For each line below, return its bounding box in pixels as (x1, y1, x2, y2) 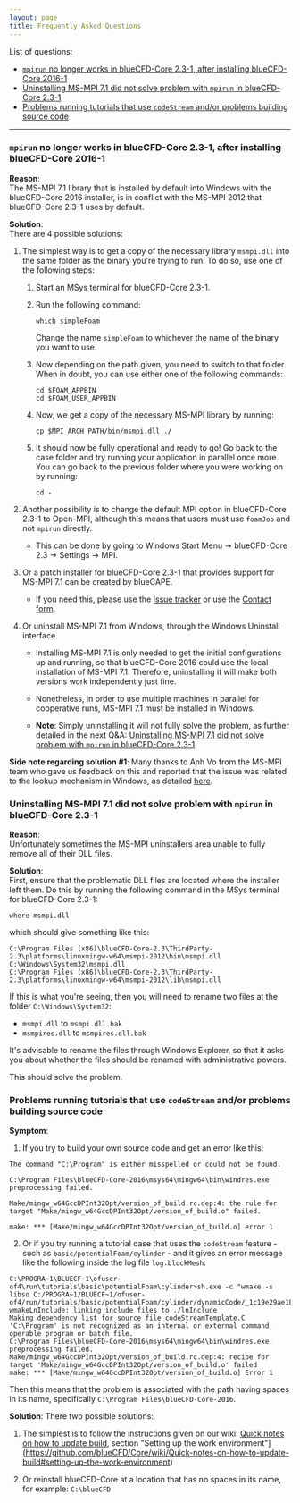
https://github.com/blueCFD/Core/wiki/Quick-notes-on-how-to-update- (25, 1448, 290, 1458)
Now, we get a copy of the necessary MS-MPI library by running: (35, 409, 275, 420)
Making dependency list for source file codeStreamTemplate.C (9, 1313, 246, 1323)
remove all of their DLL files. (9, 849, 113, 859)
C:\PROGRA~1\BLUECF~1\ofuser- (9, 1275, 122, 1284)
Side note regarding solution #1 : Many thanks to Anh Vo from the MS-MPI (9, 756, 283, 767)
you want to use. (35, 342, 97, 352)
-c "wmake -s (224, 1282, 274, 1292)
